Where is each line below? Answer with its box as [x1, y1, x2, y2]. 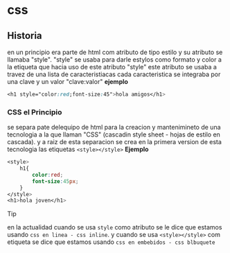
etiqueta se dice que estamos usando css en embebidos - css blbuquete [7, 238, 215, 246]
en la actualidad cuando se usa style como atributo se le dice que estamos [7, 223, 222, 232]
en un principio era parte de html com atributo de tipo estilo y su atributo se [7, 48, 223, 56]
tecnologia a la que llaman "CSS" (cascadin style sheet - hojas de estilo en [7, 130, 220, 139]
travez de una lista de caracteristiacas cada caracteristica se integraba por [7, 70, 221, 78]
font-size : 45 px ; [32, 177, 79, 185]
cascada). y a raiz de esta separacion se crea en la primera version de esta [7, 138, 222, 146]
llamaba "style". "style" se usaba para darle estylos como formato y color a [7, 55, 222, 64]
